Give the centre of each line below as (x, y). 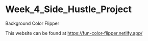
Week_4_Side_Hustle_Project (68, 9)
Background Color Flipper (32, 23)
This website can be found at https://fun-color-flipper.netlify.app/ (74, 33)
